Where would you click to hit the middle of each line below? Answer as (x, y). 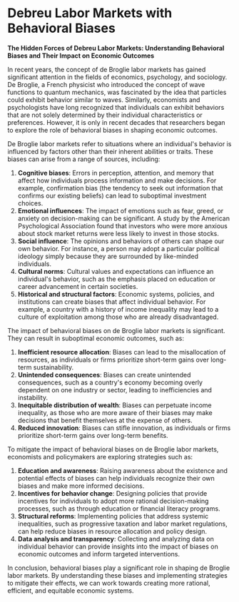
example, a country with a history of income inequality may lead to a (118, 309)
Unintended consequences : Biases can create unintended (104, 374)
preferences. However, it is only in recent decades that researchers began (117, 122)
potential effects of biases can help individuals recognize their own (116, 478)
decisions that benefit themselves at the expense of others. (105, 420)
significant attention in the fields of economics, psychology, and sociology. (117, 77)
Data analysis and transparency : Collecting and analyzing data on (116, 539)
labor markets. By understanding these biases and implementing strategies (118, 575)
